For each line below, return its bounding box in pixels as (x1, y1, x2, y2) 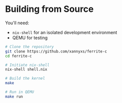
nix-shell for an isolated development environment (12, 29, 118, 35)
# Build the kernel (5, 76, 45, 81)
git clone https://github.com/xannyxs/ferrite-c (5, 49, 107, 54)
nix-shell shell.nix (5, 67, 48, 72)
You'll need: (5, 20, 30, 26)
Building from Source (5, 3, 94, 15)
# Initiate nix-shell (5, 62, 50, 67)
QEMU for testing (12, 35, 48, 41)
